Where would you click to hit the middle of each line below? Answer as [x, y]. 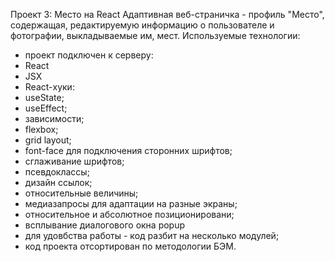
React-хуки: [49, 87]
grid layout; [48, 140]
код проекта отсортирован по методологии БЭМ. [130, 246]
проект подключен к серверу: [89, 55]
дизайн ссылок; [58, 182]
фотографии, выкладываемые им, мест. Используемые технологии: [155, 35]
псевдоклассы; [57, 172]
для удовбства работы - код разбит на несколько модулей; [152, 235]
